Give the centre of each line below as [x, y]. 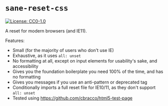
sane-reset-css [37, 8]
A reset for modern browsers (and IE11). [46, 30]
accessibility [25, 66]
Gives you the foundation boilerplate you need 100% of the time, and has [88, 71]
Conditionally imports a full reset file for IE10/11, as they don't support [84, 87]
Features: [15, 40]
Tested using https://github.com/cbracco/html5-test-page [72, 98]
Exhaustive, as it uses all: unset [47, 55]
